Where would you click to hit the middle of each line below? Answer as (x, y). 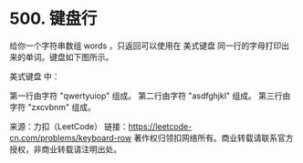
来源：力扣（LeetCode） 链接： (69, 126)
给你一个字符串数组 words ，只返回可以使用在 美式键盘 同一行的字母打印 (146, 46)
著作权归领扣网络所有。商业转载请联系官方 (214, 138)
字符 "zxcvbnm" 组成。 (52, 107)
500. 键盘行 (53, 19)
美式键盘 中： (35, 76)
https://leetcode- (160, 126)
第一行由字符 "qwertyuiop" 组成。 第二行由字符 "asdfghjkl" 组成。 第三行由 (150, 96)
